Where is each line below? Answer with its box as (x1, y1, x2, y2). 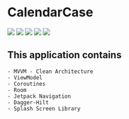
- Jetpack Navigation (7, 93, 72, 100)
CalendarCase (7, 4, 94, 21)
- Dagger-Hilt (7, 98, 50, 106)
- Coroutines (7, 80, 46, 87)
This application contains (7, 49, 122, 61)
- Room (7, 86, 27, 93)
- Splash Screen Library (7, 105, 81, 112)
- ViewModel (7, 74, 43, 81)
